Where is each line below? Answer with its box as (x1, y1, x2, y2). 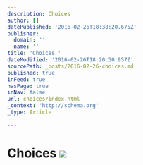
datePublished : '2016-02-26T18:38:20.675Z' (7, 23, 137, 30)
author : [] (7, 17, 39, 24)
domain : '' (13, 37, 46, 44)
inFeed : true (7, 75, 46, 83)
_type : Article (7, 109, 52, 116)
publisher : (7, 30, 39, 37)
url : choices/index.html (7, 96, 80, 103)
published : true (7, 69, 55, 76)
